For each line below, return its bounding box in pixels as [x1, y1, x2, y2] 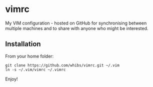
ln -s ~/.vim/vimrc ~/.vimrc [5, 67, 66, 72]
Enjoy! [5, 76, 18, 82]
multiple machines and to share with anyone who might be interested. [5, 25, 148, 31]
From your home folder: [5, 53, 54, 59]
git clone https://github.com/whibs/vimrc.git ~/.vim [5, 62, 120, 68]
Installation [5, 40, 41, 48]
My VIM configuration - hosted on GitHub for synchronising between [5, 20, 147, 26]
